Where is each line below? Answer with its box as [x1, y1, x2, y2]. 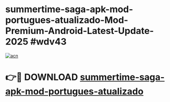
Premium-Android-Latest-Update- [5, 25, 154, 37]
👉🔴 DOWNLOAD [5, 72, 78, 83]
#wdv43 [30, 36, 67, 48]
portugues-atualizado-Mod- [5, 14, 129, 26]
